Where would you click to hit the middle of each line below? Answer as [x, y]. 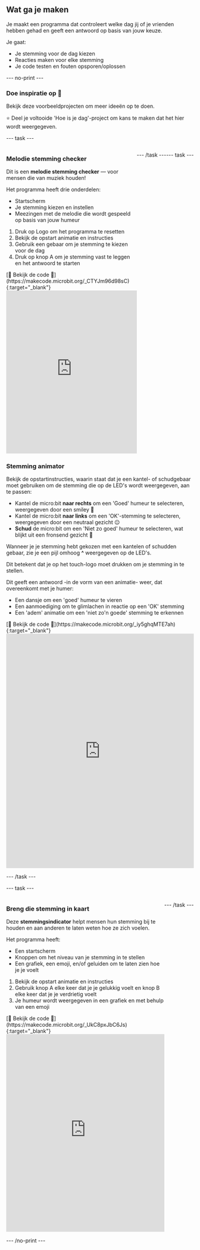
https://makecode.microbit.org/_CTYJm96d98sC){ [68, 281]
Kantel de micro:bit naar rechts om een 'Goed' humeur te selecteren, [99, 503]
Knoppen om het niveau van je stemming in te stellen [79, 958]
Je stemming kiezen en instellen [54, 207]
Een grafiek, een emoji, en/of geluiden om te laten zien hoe [87, 964]
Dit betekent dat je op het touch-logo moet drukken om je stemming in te [95, 565]
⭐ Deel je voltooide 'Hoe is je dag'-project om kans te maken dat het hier [95, 118]
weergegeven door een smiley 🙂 [54, 510]
